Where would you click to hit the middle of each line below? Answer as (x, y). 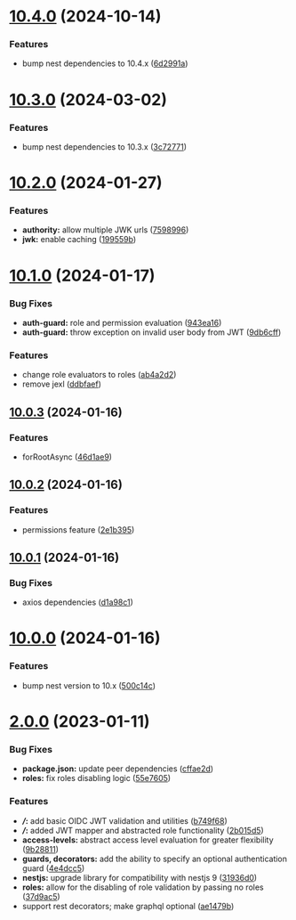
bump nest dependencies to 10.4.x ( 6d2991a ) (105, 63)
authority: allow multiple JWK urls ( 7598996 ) (105, 230)
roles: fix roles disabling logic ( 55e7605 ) (96, 778)
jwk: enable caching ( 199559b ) (79, 240)
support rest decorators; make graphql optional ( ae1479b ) (128, 906)
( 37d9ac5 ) (41, 896)
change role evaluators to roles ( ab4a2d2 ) (99, 375)
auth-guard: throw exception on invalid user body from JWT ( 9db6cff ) (152, 332)
